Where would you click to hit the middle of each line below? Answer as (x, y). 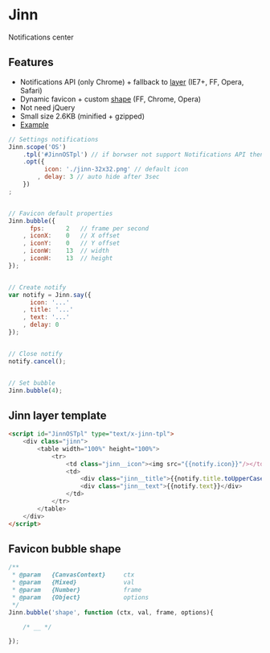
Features (31, 62)
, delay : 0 (41, 325)
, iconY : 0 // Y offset (72, 243)
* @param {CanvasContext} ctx (73, 575)
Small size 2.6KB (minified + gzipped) (82, 116)
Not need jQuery (47, 107)
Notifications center (41, 37)
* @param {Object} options (80, 597)
